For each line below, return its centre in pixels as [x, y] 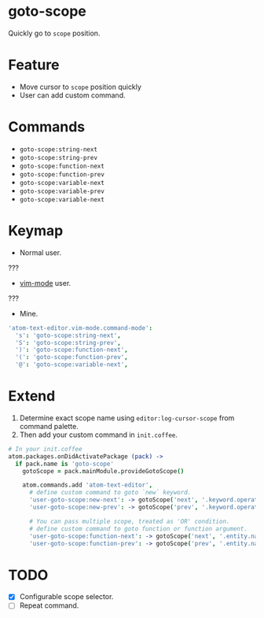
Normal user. [40, 252]
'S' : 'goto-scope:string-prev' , [68, 342]
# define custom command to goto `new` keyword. [110, 493]
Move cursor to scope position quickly [80, 87]
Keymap [36, 231]
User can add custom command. [72, 95]
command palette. [49, 426]
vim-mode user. [45, 283]
